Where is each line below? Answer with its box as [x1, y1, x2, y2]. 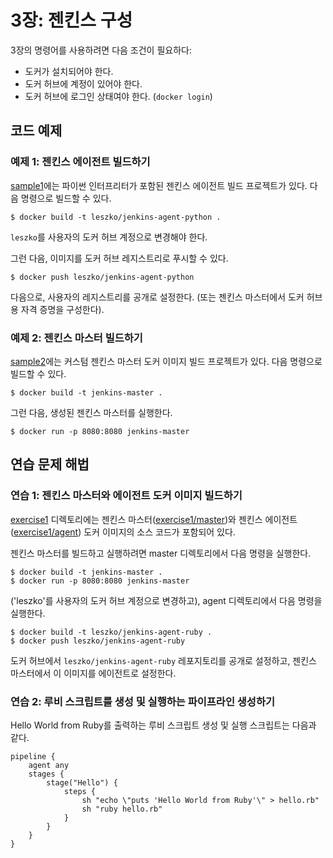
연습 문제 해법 [10, 456, 90, 473]
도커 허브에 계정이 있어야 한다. [24, 77, 143, 90]
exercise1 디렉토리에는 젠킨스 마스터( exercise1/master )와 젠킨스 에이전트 [10, 513, 298, 525]
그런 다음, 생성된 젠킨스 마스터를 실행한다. [10, 406, 173, 418]
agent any [28, 760, 70, 770]
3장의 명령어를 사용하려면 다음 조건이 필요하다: [10, 44, 192, 56]
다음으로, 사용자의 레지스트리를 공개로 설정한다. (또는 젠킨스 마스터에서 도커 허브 [10, 291, 323, 303]
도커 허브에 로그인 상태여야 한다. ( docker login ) [24, 90, 213, 102]
